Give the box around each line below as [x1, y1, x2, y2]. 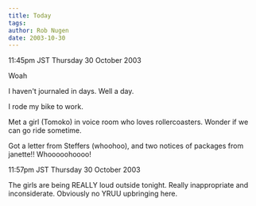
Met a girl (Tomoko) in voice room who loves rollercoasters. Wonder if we [8, 117, 249, 127]
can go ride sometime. [8, 126, 82, 135]
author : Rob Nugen [8, 26, 69, 34]
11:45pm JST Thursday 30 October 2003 [8, 56, 142, 65]
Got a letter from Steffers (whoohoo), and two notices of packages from [8, 141, 244, 151]
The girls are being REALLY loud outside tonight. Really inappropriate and [8, 181, 249, 190]
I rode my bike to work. [8, 102, 83, 111]
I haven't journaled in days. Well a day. [8, 87, 134, 96]
